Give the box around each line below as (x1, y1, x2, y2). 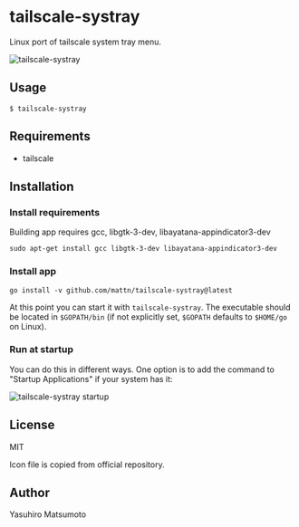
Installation (9, 178, 74, 194)
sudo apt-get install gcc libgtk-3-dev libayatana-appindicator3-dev (9, 244, 278, 254)
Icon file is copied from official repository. (9, 459, 165, 470)
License (9, 417, 55, 433)
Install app (9, 265, 57, 278)
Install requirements (9, 206, 101, 218)
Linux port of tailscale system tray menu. (9, 36, 161, 47)
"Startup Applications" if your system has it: (9, 373, 173, 384)
